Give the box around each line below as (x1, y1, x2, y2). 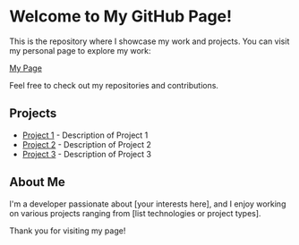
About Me (9, 174, 65, 190)
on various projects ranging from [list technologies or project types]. (9, 207, 261, 218)
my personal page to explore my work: (9, 45, 151, 55)
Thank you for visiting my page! (9, 225, 126, 236)
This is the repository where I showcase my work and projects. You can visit (9, 36, 290, 46)
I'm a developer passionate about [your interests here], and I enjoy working (9, 199, 286, 209)
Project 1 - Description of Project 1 (21, 130, 149, 140)
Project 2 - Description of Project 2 (21, 139, 152, 149)
